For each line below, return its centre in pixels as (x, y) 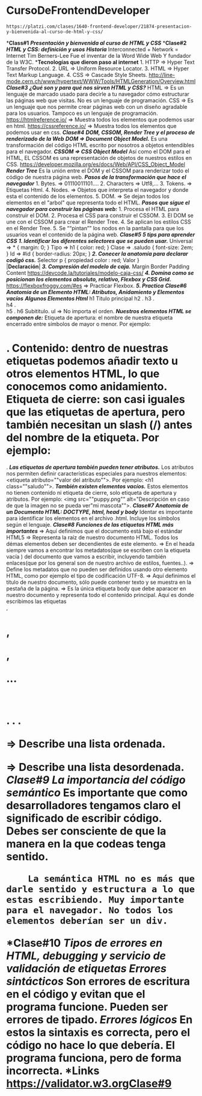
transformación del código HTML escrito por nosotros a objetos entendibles (100, 145)
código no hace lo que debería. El (91, 1045)
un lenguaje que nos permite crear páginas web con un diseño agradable (97, 106)
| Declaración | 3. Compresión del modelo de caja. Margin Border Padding (98, 266)
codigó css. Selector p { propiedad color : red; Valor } (73, 260)
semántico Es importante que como (97, 793)
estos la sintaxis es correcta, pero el (98, 1033)
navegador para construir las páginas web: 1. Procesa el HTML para (93, 209)
